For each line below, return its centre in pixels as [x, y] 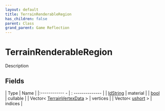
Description [17, 66]
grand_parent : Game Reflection [37, 28]
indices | [14, 103]
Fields [15, 81]
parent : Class [20, 23]
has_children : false [26, 19]
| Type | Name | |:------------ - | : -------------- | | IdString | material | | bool [82, 93]
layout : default [22, 10]
